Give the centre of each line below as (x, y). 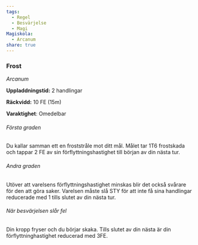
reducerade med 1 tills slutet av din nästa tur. (61, 197)
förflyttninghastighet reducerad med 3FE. (57, 235)
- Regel (21, 17)
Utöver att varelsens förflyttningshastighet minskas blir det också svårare (96, 184)
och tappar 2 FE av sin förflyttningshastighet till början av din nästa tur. (93, 152)
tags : (13, 12)
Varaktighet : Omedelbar (36, 114)
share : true (21, 45)
